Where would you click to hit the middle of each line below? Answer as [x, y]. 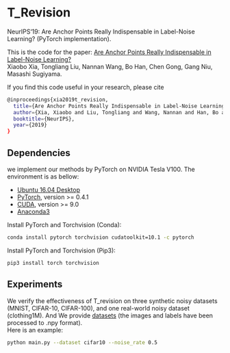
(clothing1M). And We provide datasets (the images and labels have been [110, 315]
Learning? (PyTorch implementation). [59, 38]
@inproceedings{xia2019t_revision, [58, 100]
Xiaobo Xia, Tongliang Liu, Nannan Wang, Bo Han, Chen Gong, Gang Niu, [110, 66]
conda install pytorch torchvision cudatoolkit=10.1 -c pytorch [101, 237]
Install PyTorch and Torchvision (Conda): [64, 225]
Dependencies [39, 153]
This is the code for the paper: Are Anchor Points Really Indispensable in [109, 52]
